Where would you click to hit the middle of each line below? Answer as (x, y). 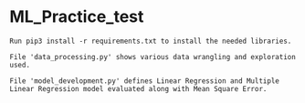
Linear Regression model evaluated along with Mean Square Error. (138, 88)
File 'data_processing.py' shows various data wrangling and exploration (153, 57)
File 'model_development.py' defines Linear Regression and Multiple (145, 81)
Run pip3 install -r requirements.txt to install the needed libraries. (151, 41)
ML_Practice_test (77, 17)
